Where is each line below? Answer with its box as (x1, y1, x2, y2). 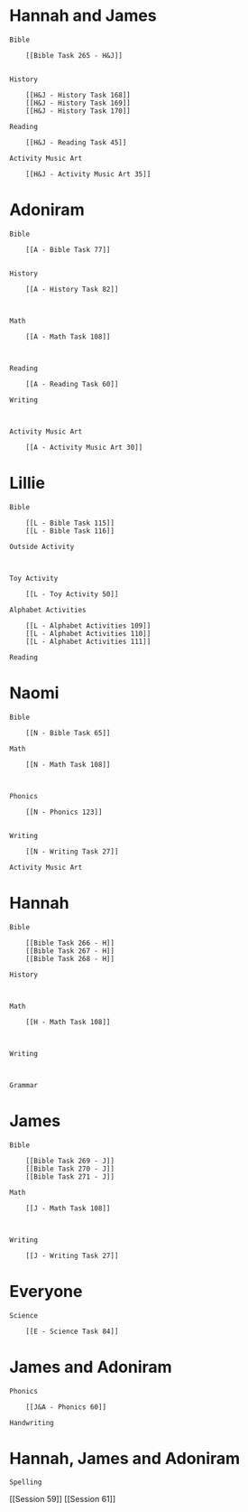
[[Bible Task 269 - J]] (25, 1156, 115, 1165)
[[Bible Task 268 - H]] (25, 954, 115, 963)
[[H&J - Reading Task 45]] (25, 137, 127, 147)
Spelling (9, 1478, 42, 1487)
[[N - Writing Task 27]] (25, 846, 119, 856)
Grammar (9, 1080, 39, 1089)
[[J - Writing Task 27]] (25, 1251, 119, 1260)
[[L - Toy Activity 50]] (25, 589, 119, 599)
